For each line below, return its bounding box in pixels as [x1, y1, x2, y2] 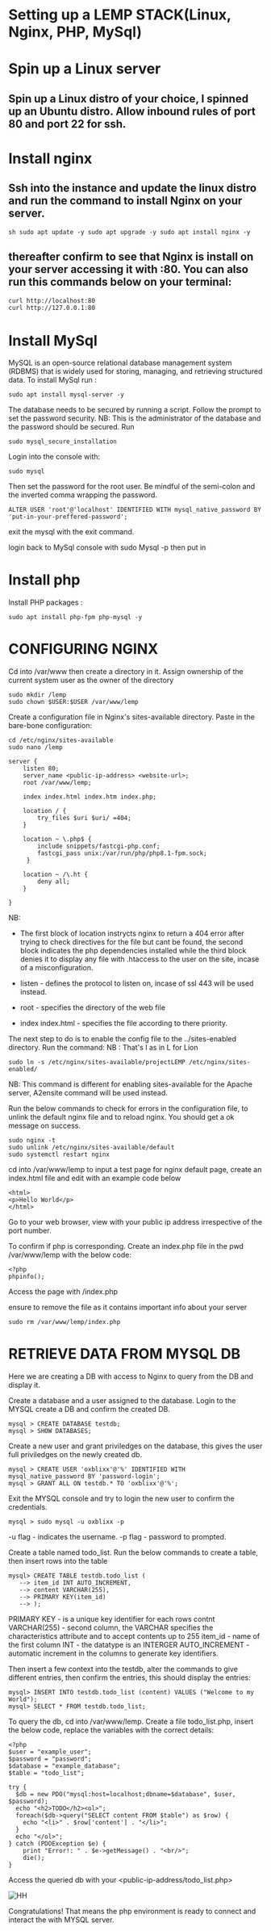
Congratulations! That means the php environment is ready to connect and [8, 1907, 256, 1916]
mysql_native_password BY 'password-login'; [8, 1472, 161, 1481]
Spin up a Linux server [8, 60, 161, 78]
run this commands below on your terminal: [8, 275, 232, 289]
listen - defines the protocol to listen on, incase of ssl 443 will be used [19, 978, 254, 988]
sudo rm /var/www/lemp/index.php [8, 1318, 121, 1326]
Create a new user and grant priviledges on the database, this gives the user [8, 1441, 263, 1451]
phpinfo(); [8, 1273, 45, 1281]
